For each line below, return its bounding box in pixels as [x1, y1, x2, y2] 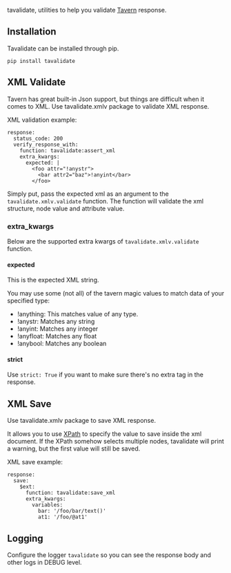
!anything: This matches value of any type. [17, 310, 139, 318]
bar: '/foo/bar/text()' [37, 508, 107, 515]
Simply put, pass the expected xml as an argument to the [7, 190, 169, 198]
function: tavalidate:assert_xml [19, 147, 116, 154]
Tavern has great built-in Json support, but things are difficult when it [7, 95, 205, 103]
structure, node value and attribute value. [7, 204, 125, 212]
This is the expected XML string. [7, 276, 99, 284]
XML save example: [7, 458, 63, 466]
